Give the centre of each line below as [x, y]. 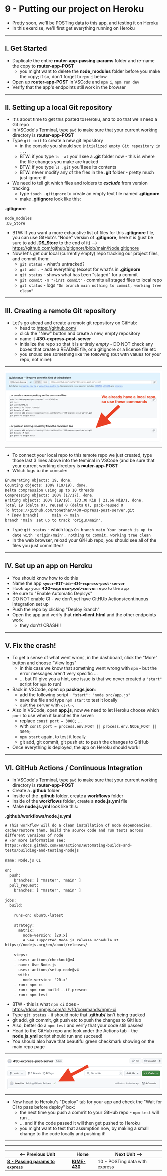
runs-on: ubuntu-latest [39, 915]
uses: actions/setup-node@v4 [48, 970]
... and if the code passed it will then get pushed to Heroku [80, 1123]
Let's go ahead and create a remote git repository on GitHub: [75, 323]
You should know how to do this [45, 578]
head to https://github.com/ [48, 328]
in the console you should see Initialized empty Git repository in [90, 146]
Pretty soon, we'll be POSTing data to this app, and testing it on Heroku [85, 23]
